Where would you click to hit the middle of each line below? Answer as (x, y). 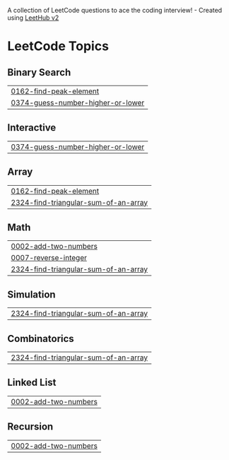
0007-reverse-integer (49, 258)
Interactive (32, 128)
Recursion (30, 427)
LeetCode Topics (58, 46)
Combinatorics (41, 338)
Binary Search (39, 72)
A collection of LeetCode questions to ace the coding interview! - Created (115, 10)
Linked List (32, 383)
